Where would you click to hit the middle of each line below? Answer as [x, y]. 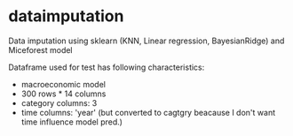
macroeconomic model [63, 84]
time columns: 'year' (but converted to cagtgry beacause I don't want [148, 112]
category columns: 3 [59, 102]
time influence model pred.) [72, 122]
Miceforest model [40, 49]
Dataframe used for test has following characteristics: [107, 67]
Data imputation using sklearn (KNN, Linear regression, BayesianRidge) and [146, 41]
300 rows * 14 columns [63, 94]
